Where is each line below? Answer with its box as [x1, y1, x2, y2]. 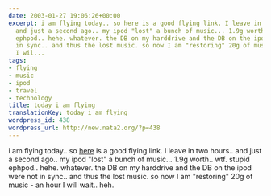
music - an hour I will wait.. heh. [8, 180, 115, 190]
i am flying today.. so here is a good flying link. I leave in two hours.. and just [8, 145, 262, 155]
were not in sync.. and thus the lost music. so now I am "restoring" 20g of [8, 171, 253, 181]
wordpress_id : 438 [8, 116, 70, 125]
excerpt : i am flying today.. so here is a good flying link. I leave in [8, 19, 262, 27]
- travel [8, 86, 38, 95]
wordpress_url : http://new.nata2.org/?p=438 [8, 124, 161, 132]
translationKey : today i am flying [8, 109, 128, 117]
